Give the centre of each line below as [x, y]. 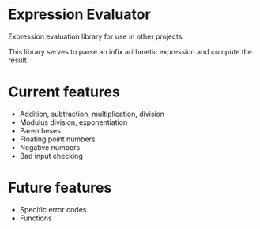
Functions [36, 218]
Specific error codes [53, 209]
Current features [64, 92]
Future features [60, 188]
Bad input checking [51, 156]
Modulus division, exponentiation [73, 122]
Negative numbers [50, 147]
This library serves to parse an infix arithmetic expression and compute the [130, 51]
